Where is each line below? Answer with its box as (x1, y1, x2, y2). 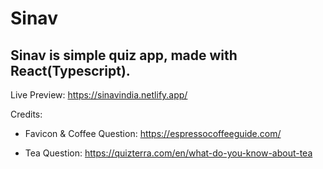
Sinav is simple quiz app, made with (10, 47, 238, 64)
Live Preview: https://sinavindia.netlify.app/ (10, 89, 188, 101)
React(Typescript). (10, 62, 131, 79)
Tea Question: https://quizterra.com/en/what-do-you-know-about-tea (24, 147, 313, 159)
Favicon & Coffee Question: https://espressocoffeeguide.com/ (24, 128, 282, 139)
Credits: (10, 108, 43, 120)
